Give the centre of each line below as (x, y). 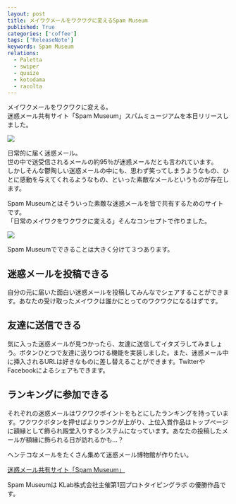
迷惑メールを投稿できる (58, 274)
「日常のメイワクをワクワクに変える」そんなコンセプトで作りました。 (109, 221)
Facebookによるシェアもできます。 (58, 370)
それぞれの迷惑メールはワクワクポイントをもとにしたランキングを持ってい (115, 413)
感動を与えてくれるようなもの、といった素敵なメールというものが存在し (124, 180)
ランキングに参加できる (58, 395)
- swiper (26, 66)
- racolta (28, 86)
